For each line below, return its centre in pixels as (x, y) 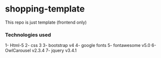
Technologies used (28, 35)
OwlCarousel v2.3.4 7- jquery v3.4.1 (41, 51)
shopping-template (45, 9)
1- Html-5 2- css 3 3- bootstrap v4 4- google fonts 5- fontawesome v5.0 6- (81, 45)
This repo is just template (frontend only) (46, 22)
